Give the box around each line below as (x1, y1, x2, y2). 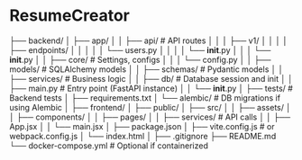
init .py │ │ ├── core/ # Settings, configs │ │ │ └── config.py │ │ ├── (9, 54, 271, 65)
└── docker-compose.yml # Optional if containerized (9, 140, 209, 151)
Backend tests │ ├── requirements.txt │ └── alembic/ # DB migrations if (9, 92, 281, 103)
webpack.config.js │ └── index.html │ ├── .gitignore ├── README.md (9, 130, 277, 141)
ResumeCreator (9, 5, 131, 26)
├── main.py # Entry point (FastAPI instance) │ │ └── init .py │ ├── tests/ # (9, 83, 293, 93)
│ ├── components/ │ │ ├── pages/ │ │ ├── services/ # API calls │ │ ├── (9, 111, 291, 122)
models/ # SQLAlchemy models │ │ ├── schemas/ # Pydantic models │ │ (9, 64, 284, 75)
